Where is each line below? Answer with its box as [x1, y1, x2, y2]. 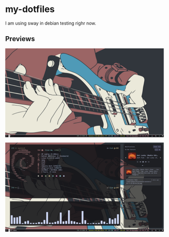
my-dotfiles [5, 4, 55, 15]
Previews [5, 35, 35, 43]
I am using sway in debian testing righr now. [5, 20, 97, 26]
